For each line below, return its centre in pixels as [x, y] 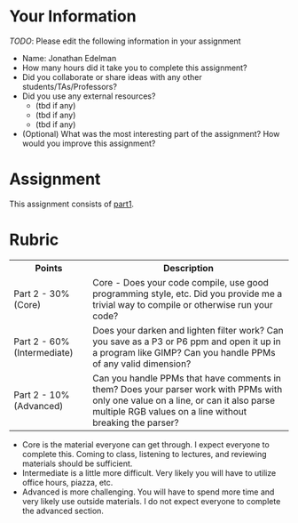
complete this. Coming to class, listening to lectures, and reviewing [144, 454]
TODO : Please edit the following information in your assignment [125, 41]
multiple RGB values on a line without [169, 411]
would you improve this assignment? [89, 143]
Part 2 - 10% [42, 395]
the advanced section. [63, 511]
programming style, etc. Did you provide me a [187, 294]
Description [188, 268]
